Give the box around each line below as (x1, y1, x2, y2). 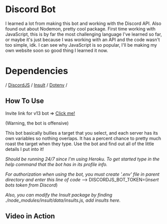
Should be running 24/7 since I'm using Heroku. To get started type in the (5, 156, 160, 162)
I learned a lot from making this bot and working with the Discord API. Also (5, 20, 161, 26)
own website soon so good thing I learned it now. (5, 47, 108, 53)
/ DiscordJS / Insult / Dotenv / (5, 82, 68, 88)
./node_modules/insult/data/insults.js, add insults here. (5, 197, 121, 203)
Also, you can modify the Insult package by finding (5, 191, 113, 198)
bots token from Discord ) (5, 182, 58, 188)
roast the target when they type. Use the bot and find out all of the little (5, 141, 154, 147)
